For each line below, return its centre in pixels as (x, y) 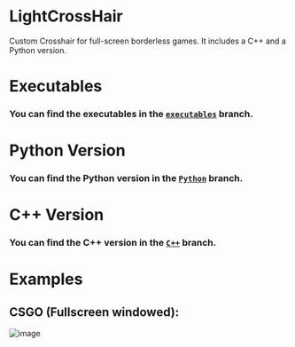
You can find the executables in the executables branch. (132, 114)
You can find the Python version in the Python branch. (126, 178)
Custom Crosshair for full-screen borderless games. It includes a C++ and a (147, 41)
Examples (46, 279)
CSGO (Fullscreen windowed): (94, 312)
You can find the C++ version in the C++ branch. (113, 243)
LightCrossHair (66, 16)
